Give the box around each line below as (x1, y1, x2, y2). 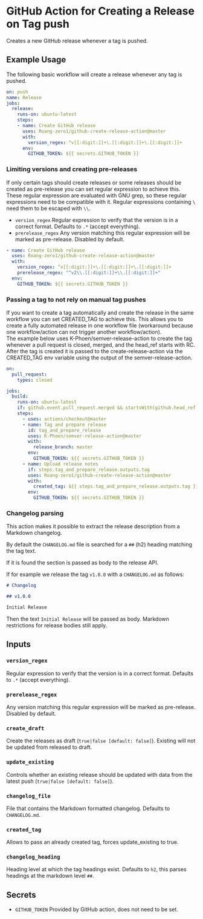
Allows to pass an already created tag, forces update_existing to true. (6, 839, 179, 846)
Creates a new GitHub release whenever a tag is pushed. (6, 37, 148, 44)
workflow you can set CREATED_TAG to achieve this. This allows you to (6, 315, 183, 322)
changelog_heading (6, 854, 60, 860)
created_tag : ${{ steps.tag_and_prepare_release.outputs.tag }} (33, 483, 199, 489)
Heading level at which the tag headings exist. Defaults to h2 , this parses (6, 866, 187, 873)
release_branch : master (33, 444, 94, 450)
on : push (6, 89, 28, 95)
